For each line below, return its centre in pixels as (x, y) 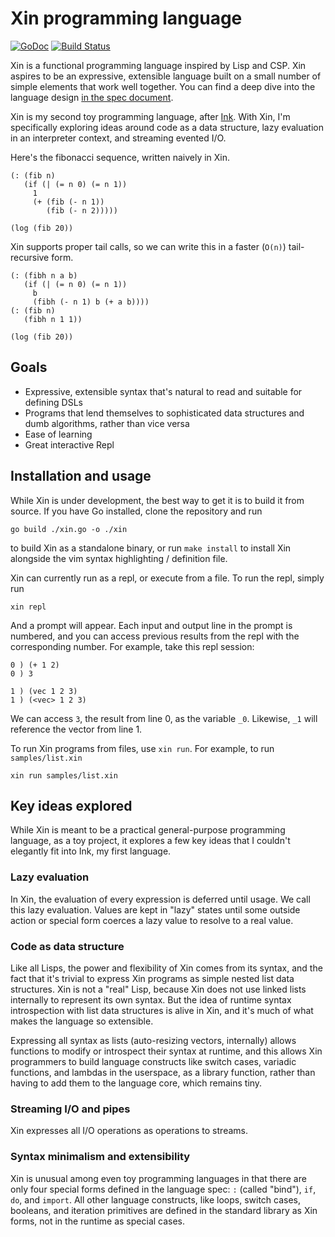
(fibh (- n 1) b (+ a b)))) (91, 302)
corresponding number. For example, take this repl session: (132, 646)
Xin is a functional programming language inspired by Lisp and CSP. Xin (158, 65)
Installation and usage (81, 476)
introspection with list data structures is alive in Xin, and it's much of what (162, 1010)
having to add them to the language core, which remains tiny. (136, 1083)
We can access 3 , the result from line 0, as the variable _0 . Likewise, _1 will (164, 718)
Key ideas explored (71, 805)
